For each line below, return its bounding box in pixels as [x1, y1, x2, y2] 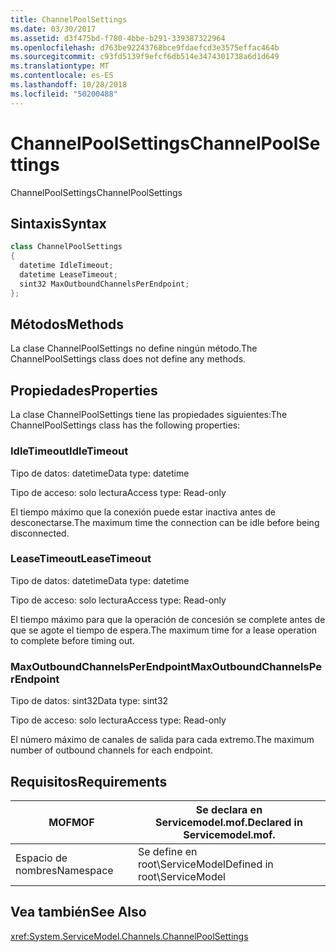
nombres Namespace [15, 863, 114, 877]
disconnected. [10, 527, 70, 539]
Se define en [137, 844, 198, 858]
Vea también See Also [10, 904, 147, 921]
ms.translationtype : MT [10, 61, 110, 71]
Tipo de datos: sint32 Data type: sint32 [10, 695, 169, 707]
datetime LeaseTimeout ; [19, 270, 118, 280]
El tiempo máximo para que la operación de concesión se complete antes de [10, 613, 326, 625]
